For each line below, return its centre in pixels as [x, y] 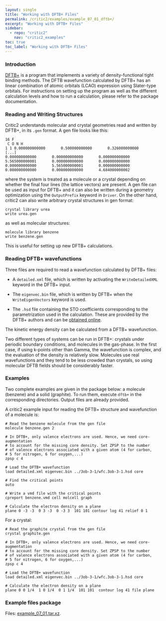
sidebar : [14, 28]
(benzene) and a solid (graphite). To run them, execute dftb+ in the [73, 394]
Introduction [20, 64]
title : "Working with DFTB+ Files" [42, 14]
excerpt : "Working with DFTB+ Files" [44, 24]
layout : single [21, 10]
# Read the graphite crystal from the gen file [55, 529]
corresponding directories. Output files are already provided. [67, 400]
